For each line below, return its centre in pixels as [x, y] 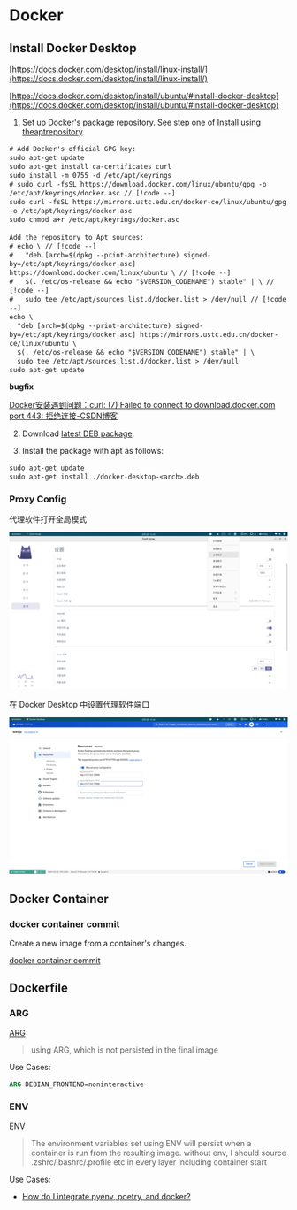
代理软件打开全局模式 [48, 519]
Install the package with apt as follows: [92, 451]
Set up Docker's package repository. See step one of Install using [141, 122]
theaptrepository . [53, 132]
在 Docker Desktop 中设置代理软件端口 [80, 704]
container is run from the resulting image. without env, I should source [159, 1153]
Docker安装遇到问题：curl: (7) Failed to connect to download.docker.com [142, 405]
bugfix [21, 387]
